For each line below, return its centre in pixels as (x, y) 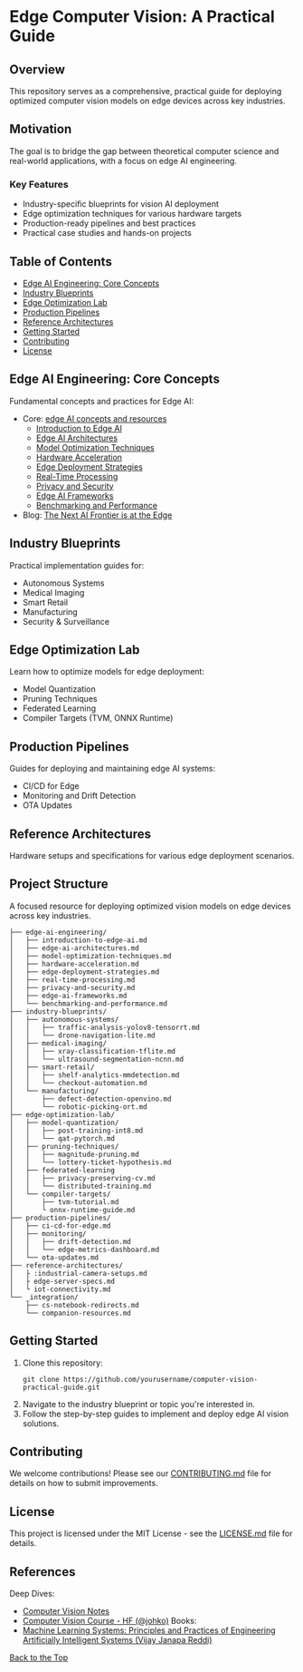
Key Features (39, 184)
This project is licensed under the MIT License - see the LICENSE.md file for (151, 1533)
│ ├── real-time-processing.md (72, 980)
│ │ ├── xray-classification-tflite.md (93, 1051)
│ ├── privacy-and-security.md (72, 987)
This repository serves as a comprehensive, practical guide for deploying (146, 91)
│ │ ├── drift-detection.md (70, 1241)
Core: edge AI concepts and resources (95, 418)
